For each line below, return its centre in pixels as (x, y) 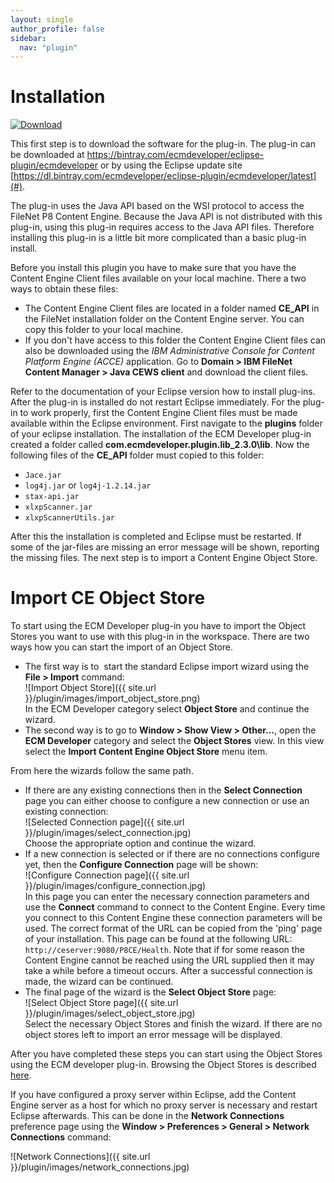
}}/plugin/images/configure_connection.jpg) (115, 886)
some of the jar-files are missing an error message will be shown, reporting (165, 547)
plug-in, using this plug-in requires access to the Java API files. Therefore (162, 227)
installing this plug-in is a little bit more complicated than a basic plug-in (158, 238)
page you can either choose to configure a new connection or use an (167, 801)
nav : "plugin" (48, 47)
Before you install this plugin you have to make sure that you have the (153, 268)
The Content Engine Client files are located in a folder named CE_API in (172, 308)
